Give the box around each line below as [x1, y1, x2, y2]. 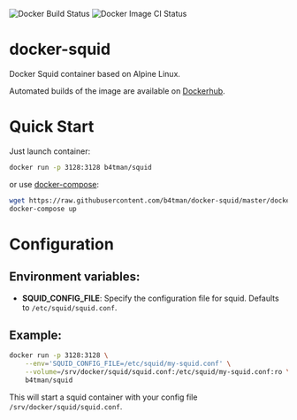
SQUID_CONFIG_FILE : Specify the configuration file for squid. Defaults [21, 293, 280, 303]
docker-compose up [9, 204, 77, 213]
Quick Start [9, 117, 95, 137]
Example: [9, 327, 62, 342]
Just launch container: [9, 146, 91, 157]
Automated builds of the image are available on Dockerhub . [9, 85, 225, 96]
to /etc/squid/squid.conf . [21, 302, 118, 313]
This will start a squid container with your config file [9, 392, 198, 402]
